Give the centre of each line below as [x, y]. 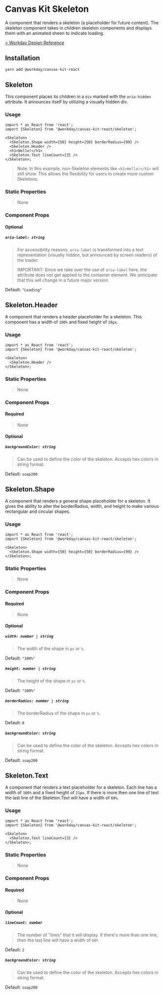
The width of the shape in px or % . [51, 649]
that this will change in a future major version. [63, 280]
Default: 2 [15, 949]
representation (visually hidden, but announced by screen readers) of [87, 255]
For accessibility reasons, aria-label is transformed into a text [80, 249]
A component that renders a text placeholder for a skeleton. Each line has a [81, 787]
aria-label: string [25, 238]
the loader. [28, 260]
